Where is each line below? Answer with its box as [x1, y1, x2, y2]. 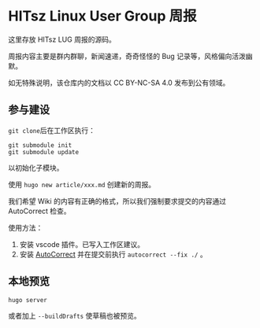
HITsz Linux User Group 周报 [8, 7, 197, 25]
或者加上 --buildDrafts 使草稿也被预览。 [8, 311, 141, 320]
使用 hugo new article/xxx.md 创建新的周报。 [8, 179, 156, 189]
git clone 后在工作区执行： [8, 125, 96, 135]
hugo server [8, 296, 47, 304]
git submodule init [8, 141, 72, 149]
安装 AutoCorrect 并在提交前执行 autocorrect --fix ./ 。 [19, 249, 207, 259]
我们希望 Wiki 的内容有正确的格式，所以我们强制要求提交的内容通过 [8, 196, 227, 205]
